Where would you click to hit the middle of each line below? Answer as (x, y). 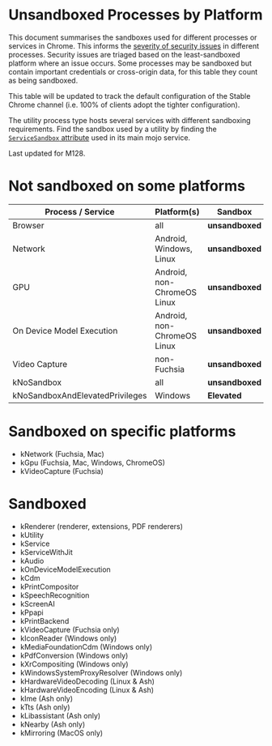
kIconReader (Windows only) (68, 638)
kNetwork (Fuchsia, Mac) (62, 454)
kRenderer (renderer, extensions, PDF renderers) (102, 526)
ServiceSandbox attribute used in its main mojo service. (100, 137)
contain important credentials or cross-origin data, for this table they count (133, 71)
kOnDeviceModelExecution (65, 569)
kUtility (32, 535)
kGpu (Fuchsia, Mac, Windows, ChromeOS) (93, 463)
